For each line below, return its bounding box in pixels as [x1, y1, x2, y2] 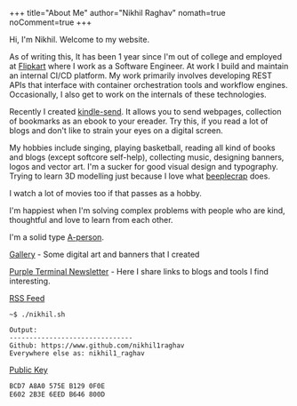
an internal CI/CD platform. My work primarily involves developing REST [9, 70, 273, 81]
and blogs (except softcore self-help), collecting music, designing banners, [9, 152, 285, 163]
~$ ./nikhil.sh [9, 310, 66, 319]
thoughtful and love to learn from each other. [9, 215, 173, 225]
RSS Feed [9, 293, 45, 303]
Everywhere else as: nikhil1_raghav [9, 349, 145, 358]
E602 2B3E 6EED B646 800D [9, 390, 105, 399]
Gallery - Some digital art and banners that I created [9, 249, 200, 259]
